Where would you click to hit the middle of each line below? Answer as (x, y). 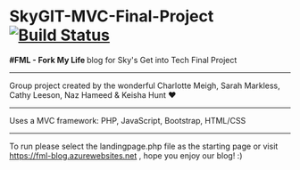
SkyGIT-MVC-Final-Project (112, 16)
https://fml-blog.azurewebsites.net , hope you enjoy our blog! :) (126, 155)
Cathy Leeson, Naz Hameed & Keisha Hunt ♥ (93, 94)
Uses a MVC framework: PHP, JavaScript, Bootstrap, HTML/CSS (128, 120)
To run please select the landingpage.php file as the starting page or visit (144, 146)
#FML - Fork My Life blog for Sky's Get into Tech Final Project (123, 60)
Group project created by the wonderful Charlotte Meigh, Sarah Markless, (145, 85)
